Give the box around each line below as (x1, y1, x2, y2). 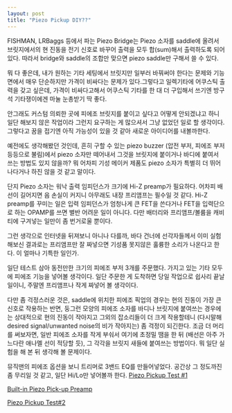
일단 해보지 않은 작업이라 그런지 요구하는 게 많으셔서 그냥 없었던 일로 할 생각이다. (7, 118, 225, 126)
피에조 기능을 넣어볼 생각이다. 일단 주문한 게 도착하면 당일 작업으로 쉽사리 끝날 (14, 272, 225, 281)
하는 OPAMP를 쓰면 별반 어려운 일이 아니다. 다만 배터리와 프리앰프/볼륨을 (14, 208, 212, 216)
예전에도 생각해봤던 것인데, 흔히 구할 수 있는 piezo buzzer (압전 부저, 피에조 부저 (7, 141, 225, 150)
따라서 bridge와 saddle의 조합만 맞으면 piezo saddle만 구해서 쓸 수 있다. (21, 53, 220, 62)
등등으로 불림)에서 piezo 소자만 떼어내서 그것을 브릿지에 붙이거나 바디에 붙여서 (7, 150, 220, 158)
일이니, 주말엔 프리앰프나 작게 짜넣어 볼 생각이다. (7, 281, 139, 289)
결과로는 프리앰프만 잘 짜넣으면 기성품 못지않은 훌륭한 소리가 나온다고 (25, 240, 213, 248)
